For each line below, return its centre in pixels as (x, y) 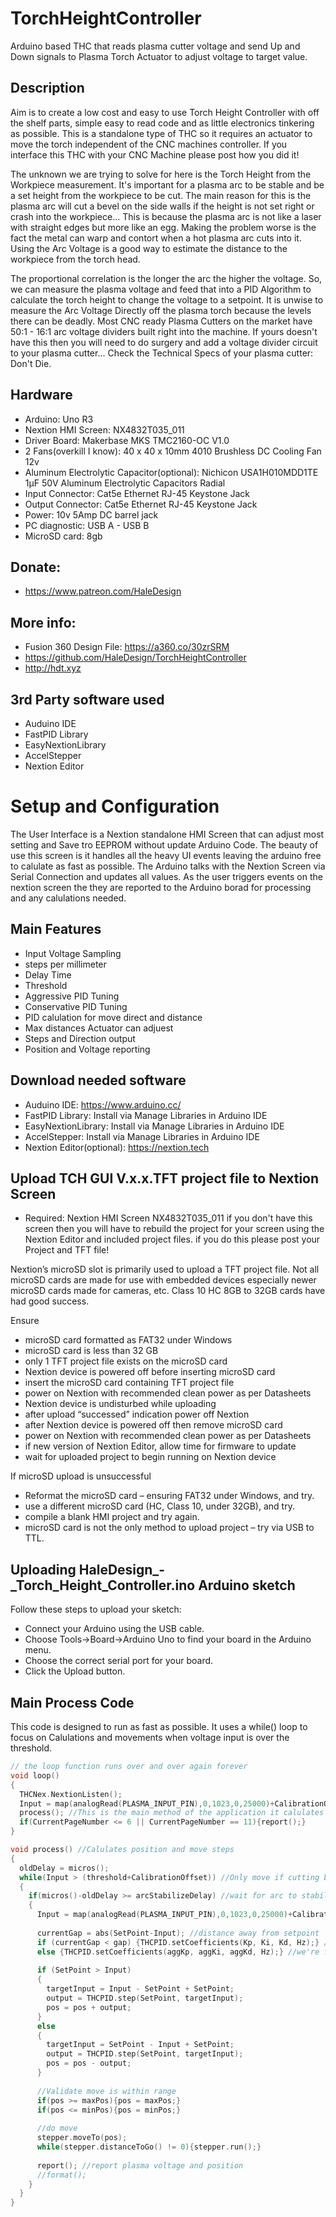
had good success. (50, 1301)
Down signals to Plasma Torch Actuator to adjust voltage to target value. (159, 56)
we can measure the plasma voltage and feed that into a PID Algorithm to (161, 289)
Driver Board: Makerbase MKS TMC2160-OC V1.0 (127, 440)
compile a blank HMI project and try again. (112, 1517)
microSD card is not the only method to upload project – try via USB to (169, 1528)
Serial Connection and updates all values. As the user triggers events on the (166, 876)
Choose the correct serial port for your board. (119, 1661)
